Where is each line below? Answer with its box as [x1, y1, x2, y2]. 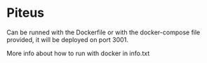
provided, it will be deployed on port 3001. [6, 35, 129, 43]
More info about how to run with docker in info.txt [6, 49, 150, 57]
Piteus [6, 5, 45, 21]
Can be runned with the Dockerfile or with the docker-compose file [6, 28, 201, 36]
